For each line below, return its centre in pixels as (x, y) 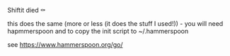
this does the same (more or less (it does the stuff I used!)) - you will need (115, 23)
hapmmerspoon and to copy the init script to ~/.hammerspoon (98, 31)
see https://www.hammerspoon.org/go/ (65, 44)
